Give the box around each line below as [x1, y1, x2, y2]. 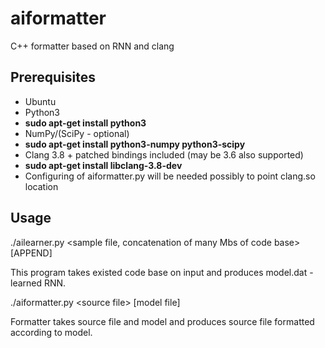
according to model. [10, 326, 93, 338]
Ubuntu [24, 95, 57, 107]
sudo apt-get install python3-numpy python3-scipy [24, 138, 246, 150]
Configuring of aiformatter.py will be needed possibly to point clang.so [24, 170, 316, 182]
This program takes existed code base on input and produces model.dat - [10, 266, 314, 278]
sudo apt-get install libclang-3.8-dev [24, 159, 183, 171]
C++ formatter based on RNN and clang [10, 40, 175, 52]
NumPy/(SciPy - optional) [24, 127, 130, 139]
